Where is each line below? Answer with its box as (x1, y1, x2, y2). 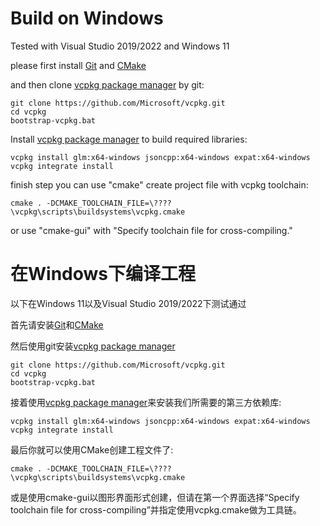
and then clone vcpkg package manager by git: (10, 78, 205, 91)
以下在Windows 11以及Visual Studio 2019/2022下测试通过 (10, 297, 247, 309)
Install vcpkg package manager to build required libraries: (10, 133, 248, 145)
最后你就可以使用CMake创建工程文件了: (10, 443, 174, 456)
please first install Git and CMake (10, 59, 147, 71)
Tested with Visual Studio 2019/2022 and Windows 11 (10, 40, 230, 52)
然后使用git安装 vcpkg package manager (10, 340, 176, 352)
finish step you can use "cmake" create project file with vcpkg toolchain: (10, 178, 309, 191)
